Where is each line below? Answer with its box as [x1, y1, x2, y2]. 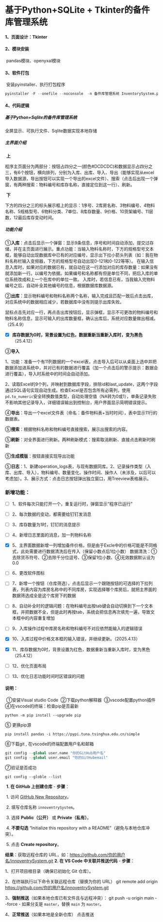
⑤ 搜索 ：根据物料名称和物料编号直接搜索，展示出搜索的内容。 [5, 426, 130, 432]
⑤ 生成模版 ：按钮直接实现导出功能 [5, 453, 75, 459]
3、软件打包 [5, 70, 30, 76]
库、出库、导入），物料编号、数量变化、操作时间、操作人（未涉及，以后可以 [5, 469, 156, 475]
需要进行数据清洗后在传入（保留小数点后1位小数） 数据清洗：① [29, 549, 157, 555]
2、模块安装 [5, 46, 29, 52]
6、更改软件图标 [12, 570, 45, 576]
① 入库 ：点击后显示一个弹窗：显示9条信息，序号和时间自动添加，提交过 [5, 240, 150, 246]
